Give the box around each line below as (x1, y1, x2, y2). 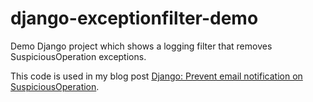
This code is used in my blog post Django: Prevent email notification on (10, 70, 303, 82)
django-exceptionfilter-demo (10, 7, 259, 30)
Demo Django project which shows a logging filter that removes (10, 40, 273, 52)
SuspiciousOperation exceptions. (10, 50, 147, 62)
